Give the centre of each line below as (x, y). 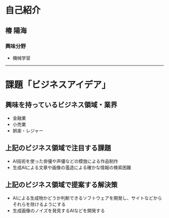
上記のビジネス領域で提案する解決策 (61, 185)
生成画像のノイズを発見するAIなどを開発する (59, 210)
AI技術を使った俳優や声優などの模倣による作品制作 (65, 161)
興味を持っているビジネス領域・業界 (61, 105)
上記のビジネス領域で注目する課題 (58, 148)
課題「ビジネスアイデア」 (58, 85)
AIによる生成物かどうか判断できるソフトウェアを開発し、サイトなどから (87, 198)
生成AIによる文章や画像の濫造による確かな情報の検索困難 (72, 167)
